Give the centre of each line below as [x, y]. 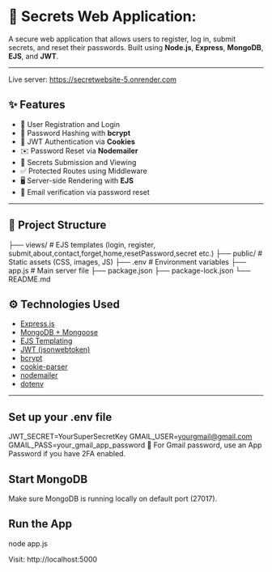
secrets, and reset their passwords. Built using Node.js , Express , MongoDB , [136, 47]
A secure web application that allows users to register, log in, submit [122, 39]
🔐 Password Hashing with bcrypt [75, 133]
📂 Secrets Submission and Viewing [78, 162]
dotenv [32, 384]
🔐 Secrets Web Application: [102, 17]
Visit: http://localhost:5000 [53, 559]
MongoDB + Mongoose [59, 333]
